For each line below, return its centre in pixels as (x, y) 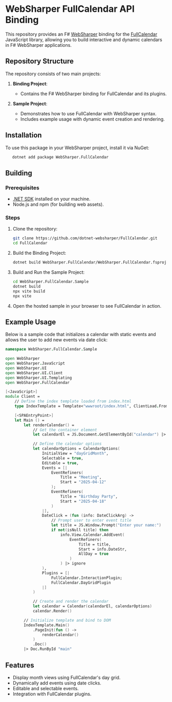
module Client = (23, 397)
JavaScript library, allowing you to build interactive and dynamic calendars (84, 40)
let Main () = (29, 420)
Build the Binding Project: (39, 253)
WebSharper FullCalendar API (70, 9)
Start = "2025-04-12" (83, 482)
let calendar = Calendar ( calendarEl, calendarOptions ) (92, 606)
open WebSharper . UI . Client (34, 373)
